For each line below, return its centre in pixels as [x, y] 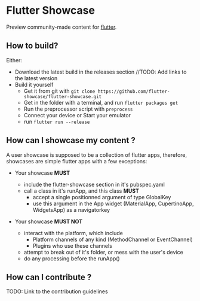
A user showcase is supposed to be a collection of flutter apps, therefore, [97, 155]
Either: [14, 60]
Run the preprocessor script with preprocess [78, 109]
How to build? [32, 46]
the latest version [36, 78]
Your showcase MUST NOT [48, 221]
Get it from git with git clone [59, 91]
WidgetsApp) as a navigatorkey [71, 209]
